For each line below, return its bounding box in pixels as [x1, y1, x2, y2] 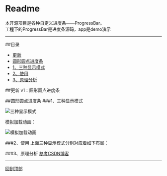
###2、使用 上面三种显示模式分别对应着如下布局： [5, 140, 109, 146]
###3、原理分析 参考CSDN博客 [5, 150, 70, 156]
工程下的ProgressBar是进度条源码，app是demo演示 [5, 26, 111, 32]
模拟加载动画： [5, 118, 36, 124]
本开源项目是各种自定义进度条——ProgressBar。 [5, 20, 105, 26]
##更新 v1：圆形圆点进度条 [5, 87, 60, 93]
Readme [5, 3, 40, 14]
